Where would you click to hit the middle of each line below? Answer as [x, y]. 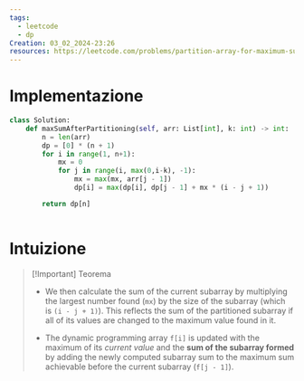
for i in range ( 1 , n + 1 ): [89, 154]
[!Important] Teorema [71, 273]
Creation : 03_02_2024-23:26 [62, 43]
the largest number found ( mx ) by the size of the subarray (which [165, 300]
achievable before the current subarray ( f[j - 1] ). [139, 367]
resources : [30, 52]
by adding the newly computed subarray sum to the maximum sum [170, 357]
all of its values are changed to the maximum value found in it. [161, 320]
